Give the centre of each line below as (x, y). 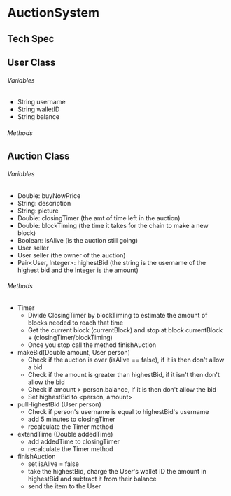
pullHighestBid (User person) (59, 404)
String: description (44, 203)
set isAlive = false (53, 464)
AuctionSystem (54, 13)
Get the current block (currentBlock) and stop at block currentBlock (125, 330)
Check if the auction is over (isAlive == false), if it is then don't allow (126, 360)
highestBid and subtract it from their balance (92, 479)
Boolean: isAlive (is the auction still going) (78, 240)
